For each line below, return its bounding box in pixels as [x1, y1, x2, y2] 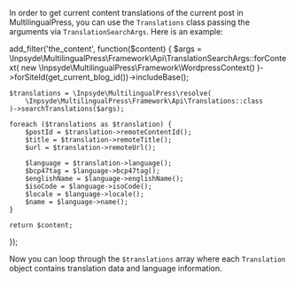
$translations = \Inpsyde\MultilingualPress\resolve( [9, 89, 213, 98]
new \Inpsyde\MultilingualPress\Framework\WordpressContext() [20, 62, 255, 73]
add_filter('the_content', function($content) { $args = [9, 43, 202, 54]
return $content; [9, 221, 74, 230]
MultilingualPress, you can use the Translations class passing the [9, 17, 251, 27]
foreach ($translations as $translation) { [9, 120, 173, 129]
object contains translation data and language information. [9, 263, 222, 273]
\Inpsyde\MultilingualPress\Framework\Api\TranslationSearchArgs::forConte [9, 53, 287, 63]
